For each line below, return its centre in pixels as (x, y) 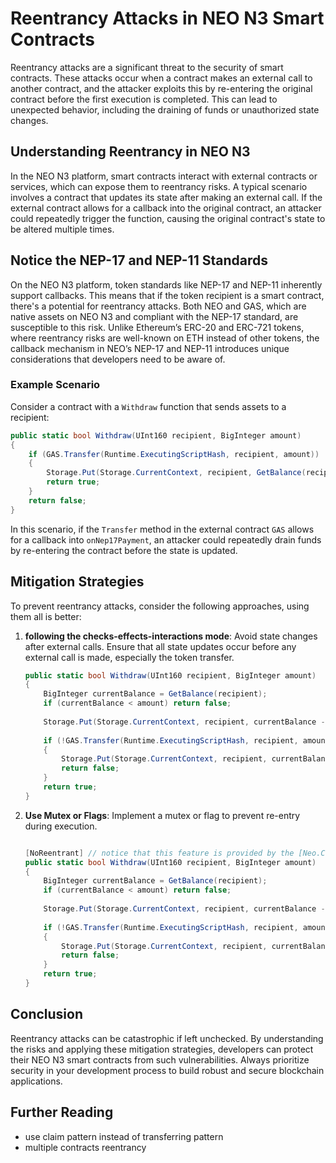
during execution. (61, 826)
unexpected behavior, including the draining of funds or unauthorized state (165, 109)
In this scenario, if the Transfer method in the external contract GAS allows (162, 529)
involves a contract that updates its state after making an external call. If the (166, 197)
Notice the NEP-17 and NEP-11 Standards (139, 260)
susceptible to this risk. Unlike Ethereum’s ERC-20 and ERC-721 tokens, (157, 327)
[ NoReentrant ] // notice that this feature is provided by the (159, 853)
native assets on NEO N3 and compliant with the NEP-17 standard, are (154, 316)
